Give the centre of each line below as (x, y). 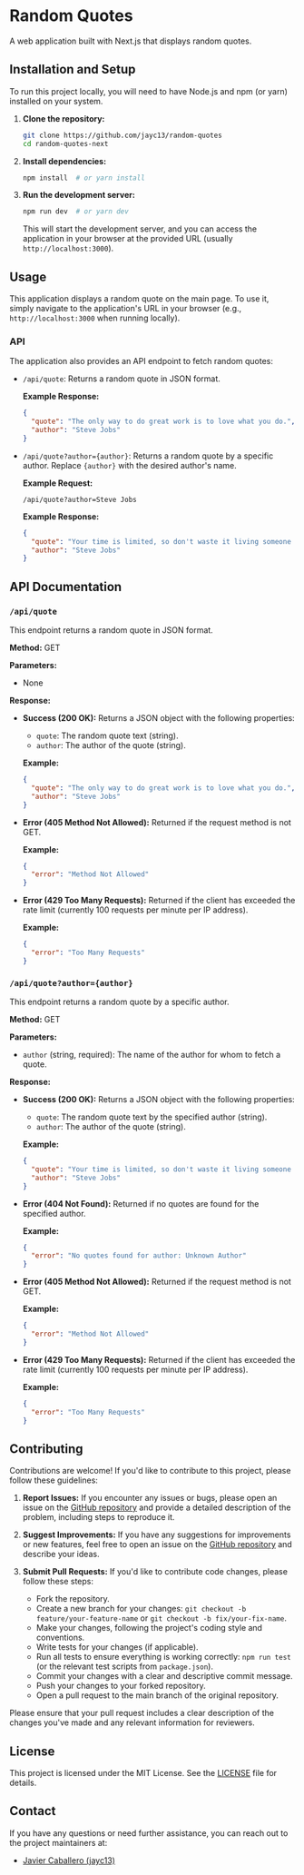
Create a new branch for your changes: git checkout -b (141, 1609)
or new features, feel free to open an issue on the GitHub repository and (157, 1544)
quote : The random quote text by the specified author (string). (152, 1117)
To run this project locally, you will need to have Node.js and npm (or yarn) (149, 91)
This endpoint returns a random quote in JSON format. (111, 630)
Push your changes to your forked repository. (121, 1686)
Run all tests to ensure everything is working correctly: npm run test (164, 1657)
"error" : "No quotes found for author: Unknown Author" (139, 1256)
